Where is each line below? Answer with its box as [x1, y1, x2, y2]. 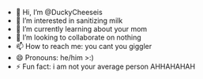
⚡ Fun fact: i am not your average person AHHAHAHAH [15, 62, 196, 71]
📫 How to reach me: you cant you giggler [15, 42, 152, 51]
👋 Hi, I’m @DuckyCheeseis [15, 8, 103, 17]
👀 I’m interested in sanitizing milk [15, 16, 123, 25]
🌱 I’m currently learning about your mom [15, 24, 148, 33]
